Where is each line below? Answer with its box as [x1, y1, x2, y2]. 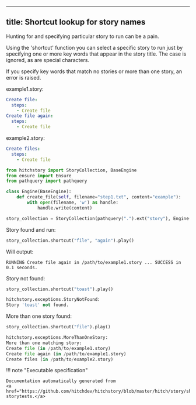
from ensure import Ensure [6, 173, 72, 179]
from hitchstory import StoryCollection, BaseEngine [6, 167, 137, 173]
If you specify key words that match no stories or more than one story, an [6, 68, 183, 75]
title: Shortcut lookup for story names [6, 17, 146, 27]
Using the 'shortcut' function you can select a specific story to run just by [6, 44, 183, 51]
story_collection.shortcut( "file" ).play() [6, 324, 111, 330]
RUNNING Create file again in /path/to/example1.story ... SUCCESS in [6, 259, 181, 265]
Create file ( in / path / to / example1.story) [6, 345, 111, 351]
